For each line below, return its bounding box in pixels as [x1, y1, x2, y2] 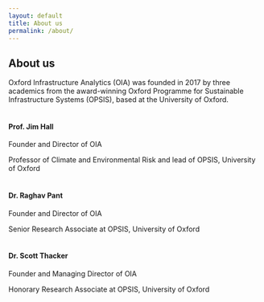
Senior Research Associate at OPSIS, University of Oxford [8, 224, 200, 234]
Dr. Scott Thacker [8, 251, 68, 261]
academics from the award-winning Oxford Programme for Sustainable [8, 86, 244, 96]
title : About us [8, 19, 63, 27]
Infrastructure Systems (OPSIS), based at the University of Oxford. [8, 95, 229, 104]
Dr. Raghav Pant [8, 190, 63, 200]
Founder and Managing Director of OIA [8, 268, 138, 278]
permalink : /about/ [8, 27, 74, 35]
